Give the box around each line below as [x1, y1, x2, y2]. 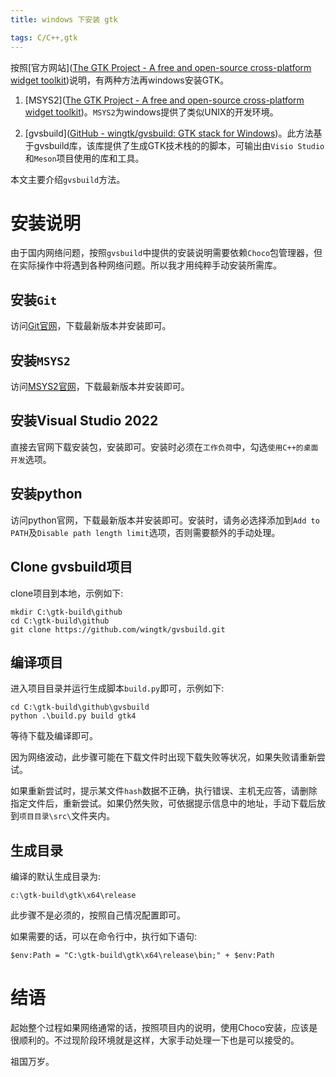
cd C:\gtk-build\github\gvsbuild [10, 702, 150, 713]
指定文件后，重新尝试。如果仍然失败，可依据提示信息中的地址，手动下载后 [10, 797, 317, 810]
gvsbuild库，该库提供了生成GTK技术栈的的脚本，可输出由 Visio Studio [33, 139, 325, 151]
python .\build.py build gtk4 [10, 711, 137, 721]
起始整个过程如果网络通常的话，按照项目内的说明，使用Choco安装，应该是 [10, 1022, 318, 1034]
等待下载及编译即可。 [10, 730, 98, 742]
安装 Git [10, 291, 58, 308]
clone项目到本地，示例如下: [10, 587, 124, 599]
